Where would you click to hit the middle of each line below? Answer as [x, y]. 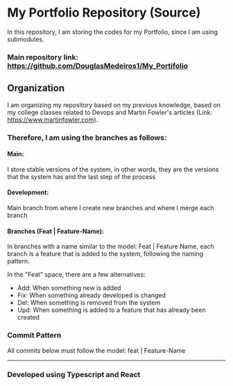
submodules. [26, 39]
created [28, 318]
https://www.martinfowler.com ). [53, 120]
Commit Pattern [34, 336]
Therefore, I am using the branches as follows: [87, 138]
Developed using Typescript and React [74, 375]
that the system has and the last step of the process [81, 176]
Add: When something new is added [69, 288]
